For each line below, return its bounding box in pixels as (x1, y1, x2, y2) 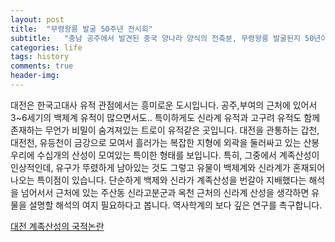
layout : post (10, 14, 65, 25)
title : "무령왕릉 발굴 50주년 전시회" (10, 24, 153, 34)
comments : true (10, 61, 74, 71)
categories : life (10, 42, 83, 53)
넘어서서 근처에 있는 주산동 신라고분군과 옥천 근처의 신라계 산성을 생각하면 (20, 186, 310, 198)
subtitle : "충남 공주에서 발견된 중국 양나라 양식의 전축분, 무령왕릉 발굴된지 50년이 (10, 33, 328, 43)
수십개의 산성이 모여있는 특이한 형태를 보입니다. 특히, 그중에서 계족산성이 (36, 149, 320, 161)
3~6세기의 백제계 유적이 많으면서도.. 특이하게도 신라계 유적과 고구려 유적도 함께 (10, 111, 321, 123)
